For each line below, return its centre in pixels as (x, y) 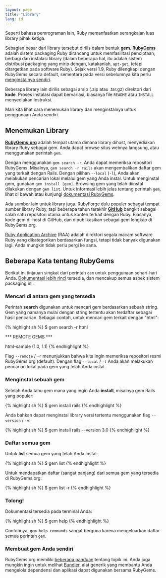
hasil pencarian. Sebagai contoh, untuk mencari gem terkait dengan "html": (82, 318)
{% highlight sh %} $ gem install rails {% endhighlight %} (64, 405)
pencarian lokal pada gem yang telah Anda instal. (55, 367)
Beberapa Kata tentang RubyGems (60, 261)
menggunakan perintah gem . (33, 153)
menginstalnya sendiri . (28, 80)
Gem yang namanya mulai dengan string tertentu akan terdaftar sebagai (79, 312)
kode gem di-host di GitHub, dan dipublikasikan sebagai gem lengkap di (79, 220)
